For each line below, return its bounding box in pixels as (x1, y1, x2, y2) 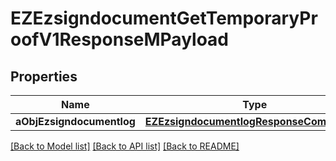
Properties (10, 68, 78, 85)
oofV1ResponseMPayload (10, 28, 230, 51)
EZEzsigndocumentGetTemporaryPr (10, 7, 318, 30)
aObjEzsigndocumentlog (15, 115, 136, 128)
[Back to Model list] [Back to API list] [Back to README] (10, 140, 240, 152)
